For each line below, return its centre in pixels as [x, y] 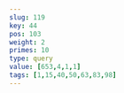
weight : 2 [27, 42]
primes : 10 [29, 50]
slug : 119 [27, 17]
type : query [31, 58]
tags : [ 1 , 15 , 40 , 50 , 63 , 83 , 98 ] [63, 75]
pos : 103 [25, 34]
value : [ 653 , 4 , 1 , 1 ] [45, 67]
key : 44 [23, 26]
